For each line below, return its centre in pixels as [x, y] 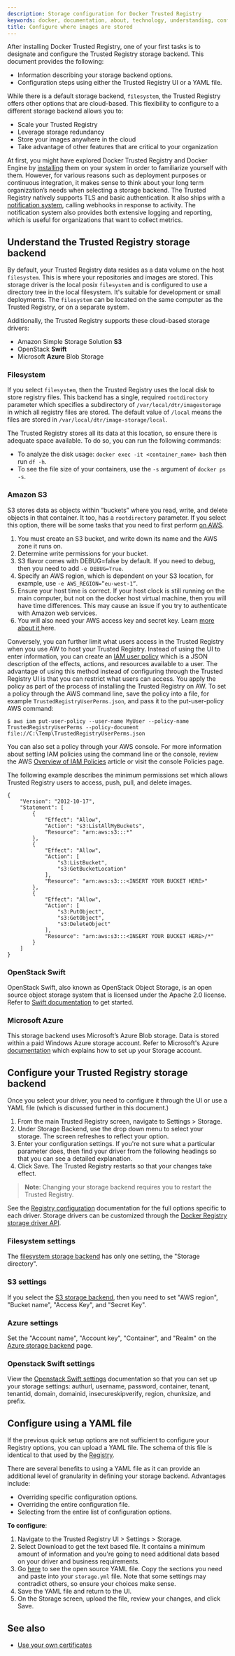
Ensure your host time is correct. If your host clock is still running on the [121, 591]
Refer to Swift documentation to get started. [71, 1002]
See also [26, 1628]
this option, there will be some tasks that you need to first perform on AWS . [116, 525]
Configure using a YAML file [70, 1423]
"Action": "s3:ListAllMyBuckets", [95, 826]
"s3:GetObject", [81, 918]
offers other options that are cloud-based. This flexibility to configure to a [113, 104]
